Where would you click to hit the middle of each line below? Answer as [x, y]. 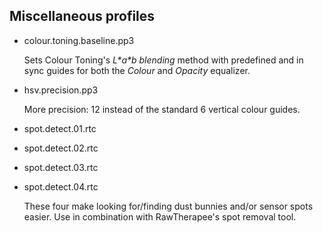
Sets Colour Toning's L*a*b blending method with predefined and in [163, 60]
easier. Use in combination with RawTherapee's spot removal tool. [160, 216]
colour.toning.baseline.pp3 [79, 40]
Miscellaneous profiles [82, 16]
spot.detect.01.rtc [60, 128]
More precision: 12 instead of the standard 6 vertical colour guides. [162, 109]
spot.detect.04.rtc [61, 186]
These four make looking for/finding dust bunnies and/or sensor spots [168, 206]
